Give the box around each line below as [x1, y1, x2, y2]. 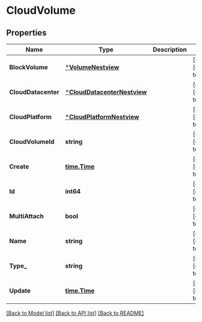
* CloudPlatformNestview [65, 113, 139, 121]
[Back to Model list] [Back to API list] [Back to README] [6, 309, 144, 317]
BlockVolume [9, 63, 48, 71]
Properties [6, 28, 47, 38]
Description [152, 46, 188, 54]
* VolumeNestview [65, 63, 120, 71]
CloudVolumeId [9, 138, 55, 146]
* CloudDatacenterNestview [65, 88, 147, 96]
